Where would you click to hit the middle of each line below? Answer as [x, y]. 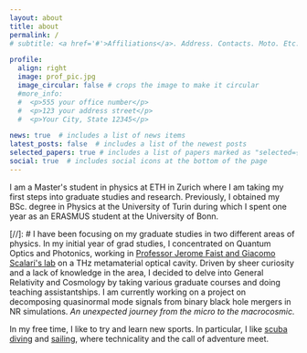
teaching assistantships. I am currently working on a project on [128, 292]
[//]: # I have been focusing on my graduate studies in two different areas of [152, 234]
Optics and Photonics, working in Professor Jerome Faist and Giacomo [143, 253]
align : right [42, 68]
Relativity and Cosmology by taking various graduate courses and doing [145, 282]
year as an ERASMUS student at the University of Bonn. [114, 216]
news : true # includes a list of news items [97, 136]
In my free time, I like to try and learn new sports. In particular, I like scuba [148, 328]
